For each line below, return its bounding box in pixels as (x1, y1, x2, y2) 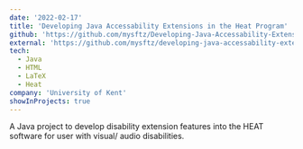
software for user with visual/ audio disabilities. (9, 131, 185, 142)
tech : (9, 47, 30, 56)
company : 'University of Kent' (9, 88, 127, 97)
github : (9, 30, 39, 39)
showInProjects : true (9, 96, 91, 106)
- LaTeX (17, 72, 47, 81)
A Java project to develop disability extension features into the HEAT (9, 121, 264, 132)
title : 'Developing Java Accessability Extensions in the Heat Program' (9, 22, 289, 31)
